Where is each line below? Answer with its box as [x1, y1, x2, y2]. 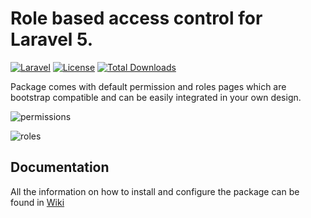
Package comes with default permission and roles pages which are [10, 80, 287, 92]
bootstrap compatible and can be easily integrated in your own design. [10, 91, 302, 103]
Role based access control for [10, 7, 263, 30]
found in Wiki [10, 196, 65, 208]
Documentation [10, 159, 110, 176]
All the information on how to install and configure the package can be [10, 185, 300, 197]
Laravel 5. [10, 28, 94, 51]
